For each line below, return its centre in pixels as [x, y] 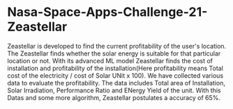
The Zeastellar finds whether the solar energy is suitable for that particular [114, 53]
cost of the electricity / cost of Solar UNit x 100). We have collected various [115, 75]
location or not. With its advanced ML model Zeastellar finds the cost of [110, 60]
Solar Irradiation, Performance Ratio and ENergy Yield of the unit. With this [114, 90]
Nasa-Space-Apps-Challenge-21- [107, 12]
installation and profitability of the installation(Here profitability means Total [115, 68]
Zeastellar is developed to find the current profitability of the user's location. [117, 46]
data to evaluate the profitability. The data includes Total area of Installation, [116, 83]
